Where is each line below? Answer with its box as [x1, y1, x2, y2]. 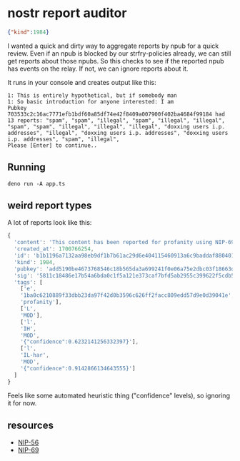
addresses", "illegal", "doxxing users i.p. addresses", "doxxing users [7, 129, 229, 136]
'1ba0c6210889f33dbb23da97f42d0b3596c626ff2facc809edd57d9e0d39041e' [20, 292, 232, 299]
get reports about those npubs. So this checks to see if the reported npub [7, 56, 224, 65]
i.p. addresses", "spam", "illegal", [7, 136, 120, 143]
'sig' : [14, 272, 34, 279]
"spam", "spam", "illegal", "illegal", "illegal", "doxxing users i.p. [7, 123, 225, 130]
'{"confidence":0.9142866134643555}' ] [20, 365, 136, 372]
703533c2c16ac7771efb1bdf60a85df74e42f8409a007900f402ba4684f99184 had [7, 111, 225, 118]
